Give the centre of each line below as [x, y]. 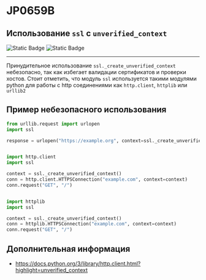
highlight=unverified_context [51, 270]
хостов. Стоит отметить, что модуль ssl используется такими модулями [102, 78]
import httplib [26, 202]
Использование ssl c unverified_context [87, 33]
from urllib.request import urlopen [53, 124]
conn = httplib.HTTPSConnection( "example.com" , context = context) [91, 224]
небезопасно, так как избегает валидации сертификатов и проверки [96, 72]
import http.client [31, 157]
